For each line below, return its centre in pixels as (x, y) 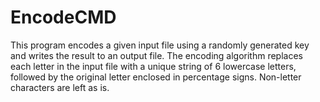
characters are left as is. (60, 87)
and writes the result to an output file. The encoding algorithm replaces (156, 55)
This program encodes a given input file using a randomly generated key (160, 45)
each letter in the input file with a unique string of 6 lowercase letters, (153, 66)
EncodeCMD (63, 17)
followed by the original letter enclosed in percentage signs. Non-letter (156, 77)
